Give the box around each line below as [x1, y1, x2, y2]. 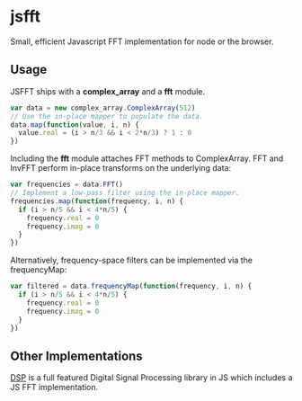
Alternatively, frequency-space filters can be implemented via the [10, 254, 253, 266]
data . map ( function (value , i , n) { [10, 120, 140, 129]
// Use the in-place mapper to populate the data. [10, 111, 204, 120]
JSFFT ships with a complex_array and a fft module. [10, 85, 206, 96]
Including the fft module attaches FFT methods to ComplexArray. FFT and [10, 153, 284, 164]
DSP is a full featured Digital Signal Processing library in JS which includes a [10, 372, 293, 383]
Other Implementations [10, 348, 143, 363]
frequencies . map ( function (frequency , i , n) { [10, 196, 183, 206]
